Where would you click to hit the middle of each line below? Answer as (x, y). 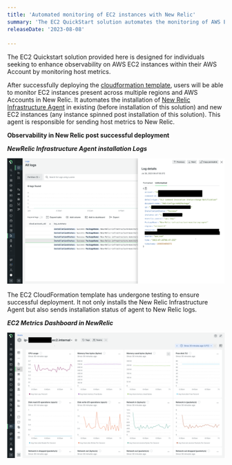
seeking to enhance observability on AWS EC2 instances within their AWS (112, 64)
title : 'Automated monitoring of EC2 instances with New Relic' (101, 15)
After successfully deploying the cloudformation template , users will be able (115, 85)
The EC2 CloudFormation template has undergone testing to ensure (103, 295)
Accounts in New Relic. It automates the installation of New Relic (99, 100)
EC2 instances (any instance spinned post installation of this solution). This (114, 115)
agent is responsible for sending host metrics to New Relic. (91, 122)
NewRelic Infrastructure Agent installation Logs (77, 149)
